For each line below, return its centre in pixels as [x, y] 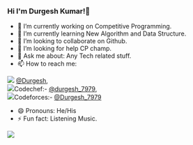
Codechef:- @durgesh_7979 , [56, 89]
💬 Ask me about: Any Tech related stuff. [74, 56]
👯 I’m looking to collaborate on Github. [72, 41]
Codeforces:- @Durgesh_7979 [58, 98]
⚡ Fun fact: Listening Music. [57, 119]
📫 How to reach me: [47, 64]
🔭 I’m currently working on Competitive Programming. [94, 26]
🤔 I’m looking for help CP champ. [64, 49]
